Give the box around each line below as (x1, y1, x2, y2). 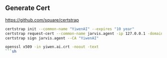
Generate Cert (5, 4, 50, 12)
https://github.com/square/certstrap (5, 17, 80, 23)
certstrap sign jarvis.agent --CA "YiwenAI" (5, 35, 99, 41)
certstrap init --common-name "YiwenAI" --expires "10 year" (5, 27, 135, 31)
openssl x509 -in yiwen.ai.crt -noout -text (5, 44, 99, 50)
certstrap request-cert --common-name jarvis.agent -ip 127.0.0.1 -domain (5, 31, 164, 36)
